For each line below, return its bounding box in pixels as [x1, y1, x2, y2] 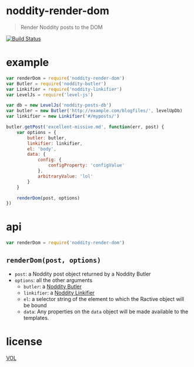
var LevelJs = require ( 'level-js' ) [6, 91, 93, 98]
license [6, 335, 43, 349]
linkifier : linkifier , [27, 140, 83, 146]
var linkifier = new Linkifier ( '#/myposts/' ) [6, 113, 119, 119]
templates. [23, 314, 49, 321]
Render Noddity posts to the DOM [20, 24, 103, 31]
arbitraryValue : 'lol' [37, 173, 93, 179]
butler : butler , [27, 135, 67, 141]
